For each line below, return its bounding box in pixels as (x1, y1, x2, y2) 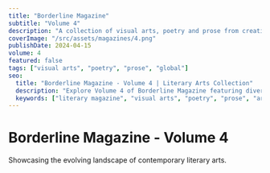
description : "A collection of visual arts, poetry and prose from (8, 27, 239, 35)
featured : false (8, 57, 63, 65)
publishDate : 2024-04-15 (8, 42, 92, 50)
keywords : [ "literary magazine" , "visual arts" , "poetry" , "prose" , (15, 94, 250, 102)
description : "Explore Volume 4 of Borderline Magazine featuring (15, 86, 243, 95)
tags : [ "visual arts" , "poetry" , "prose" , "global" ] (8, 64, 189, 72)
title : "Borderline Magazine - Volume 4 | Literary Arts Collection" (15, 79, 253, 87)
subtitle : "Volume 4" (8, 19, 81, 27)
